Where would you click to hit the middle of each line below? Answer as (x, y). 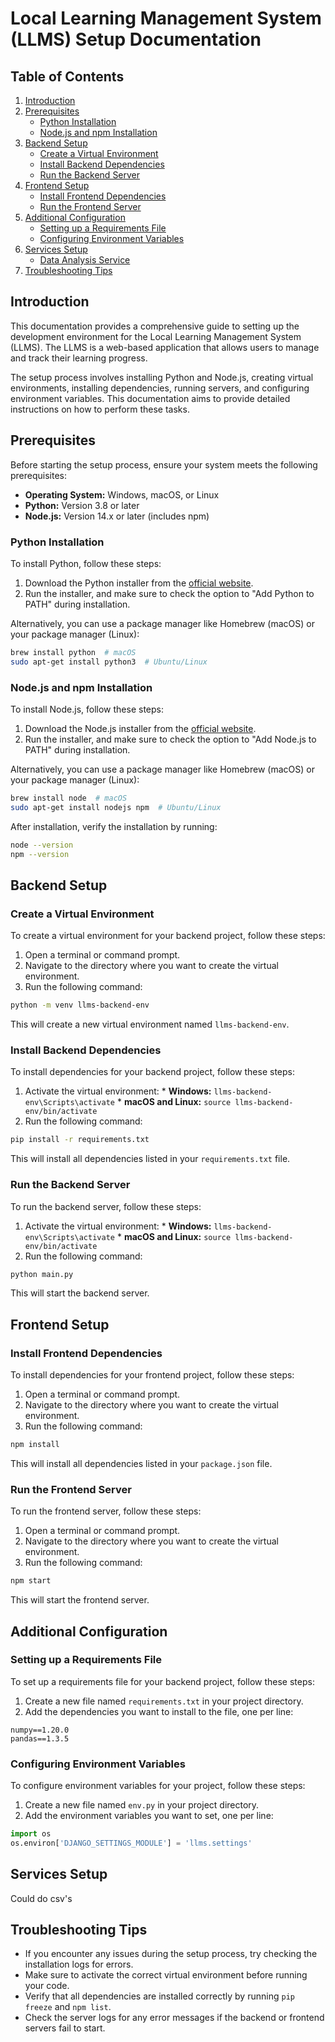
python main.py (42, 1274)
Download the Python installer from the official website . (139, 583)
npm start (31, 1581)
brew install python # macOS (73, 652)
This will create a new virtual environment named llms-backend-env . (150, 1024)
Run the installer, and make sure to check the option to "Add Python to (169, 593)
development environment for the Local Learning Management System (156, 336)
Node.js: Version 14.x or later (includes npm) (117, 516)
